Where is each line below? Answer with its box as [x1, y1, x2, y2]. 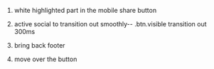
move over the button [14, 55, 77, 63]
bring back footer [14, 41, 65, 49]
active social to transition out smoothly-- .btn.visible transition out [14, 20, 208, 28]
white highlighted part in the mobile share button [14, 6, 157, 14]
